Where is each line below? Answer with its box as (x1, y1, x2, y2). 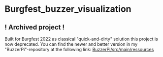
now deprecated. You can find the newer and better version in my (4, 41, 138, 47)
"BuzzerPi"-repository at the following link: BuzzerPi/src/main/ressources (4, 47, 154, 52)
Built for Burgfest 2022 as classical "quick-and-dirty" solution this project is (4, 36, 158, 42)
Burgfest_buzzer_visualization (4, 3, 131, 15)
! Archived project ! (4, 23, 65, 31)
